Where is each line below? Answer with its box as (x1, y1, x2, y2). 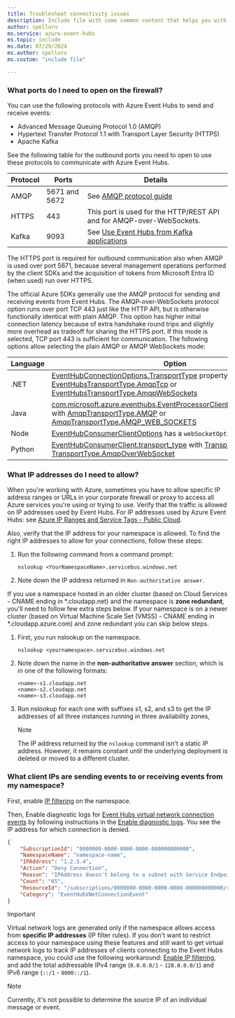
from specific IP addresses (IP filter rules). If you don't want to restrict (7, 931, 211, 939)
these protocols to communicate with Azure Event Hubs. (7, 159, 170, 167)
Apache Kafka (17, 138, 59, 146)
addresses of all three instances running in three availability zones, (17, 712, 211, 720)
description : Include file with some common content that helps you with (7, 17, 227, 24)
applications (87, 236, 128, 246)
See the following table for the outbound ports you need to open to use (7, 151, 212, 159)
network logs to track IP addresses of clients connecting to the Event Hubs (7, 946, 223, 955)
